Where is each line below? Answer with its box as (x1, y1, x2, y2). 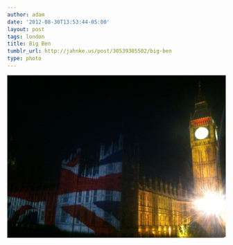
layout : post (7, 26, 45, 33)
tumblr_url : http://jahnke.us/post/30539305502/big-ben (7, 48, 172, 55)
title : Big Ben (7, 40, 51, 48)
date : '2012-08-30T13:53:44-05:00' (7, 18, 110, 26)
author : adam (7, 11, 45, 18)
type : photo (7, 55, 42, 62)
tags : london (7, 33, 45, 40)
